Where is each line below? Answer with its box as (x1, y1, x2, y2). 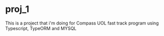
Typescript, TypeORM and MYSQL (5, 25, 77, 31)
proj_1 (5, 3, 29, 15)
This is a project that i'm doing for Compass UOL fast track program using (5, 20, 159, 26)
